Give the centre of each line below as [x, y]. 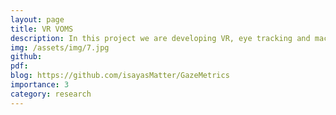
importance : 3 [40, 85]
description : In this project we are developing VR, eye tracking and [160, 38]
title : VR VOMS [42, 29]
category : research [51, 94]
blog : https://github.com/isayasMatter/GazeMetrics [120, 76]
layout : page [37, 19]
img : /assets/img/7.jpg [60, 47]
